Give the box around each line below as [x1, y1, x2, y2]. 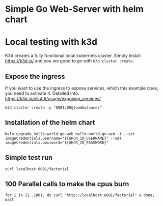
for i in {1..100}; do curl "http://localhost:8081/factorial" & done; [5, 193, 155, 198]
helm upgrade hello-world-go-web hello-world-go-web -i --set [5, 131, 135, 136]
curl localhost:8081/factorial [5, 166, 69, 172]
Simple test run [5, 153, 53, 162]
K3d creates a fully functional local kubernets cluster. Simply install [5, 53, 141, 59]
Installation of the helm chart [5, 118, 95, 127]
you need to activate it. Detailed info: [5, 90, 80, 96]
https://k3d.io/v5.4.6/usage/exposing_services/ [5, 95, 101, 101]
